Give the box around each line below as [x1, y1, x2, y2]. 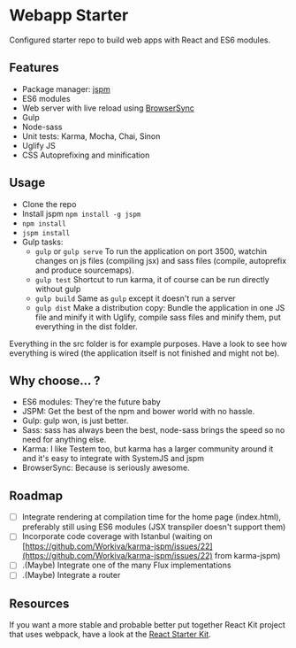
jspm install [21, 228, 71, 237]
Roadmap [9, 488, 64, 503]
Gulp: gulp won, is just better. [21, 415, 129, 426]
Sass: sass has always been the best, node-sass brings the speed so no [21, 425, 285, 436]
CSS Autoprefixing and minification [21, 150, 150, 160]
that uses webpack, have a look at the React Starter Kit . [9, 629, 212, 640]
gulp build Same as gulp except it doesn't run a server [34, 293, 236, 304]
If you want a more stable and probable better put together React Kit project [9, 620, 285, 630]
